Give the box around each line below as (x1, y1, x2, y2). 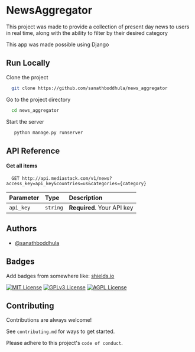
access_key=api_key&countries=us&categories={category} (6, 180, 147, 186)
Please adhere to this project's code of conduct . (6, 340, 123, 347)
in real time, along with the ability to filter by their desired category (6, 29, 168, 36)
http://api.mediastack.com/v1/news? (21, 175, 112, 181)
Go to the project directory (6, 96, 71, 103)
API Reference (6, 146, 60, 156)
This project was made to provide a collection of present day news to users (6, 23, 190, 30)
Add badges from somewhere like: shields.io (6, 272, 115, 279)
